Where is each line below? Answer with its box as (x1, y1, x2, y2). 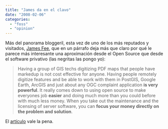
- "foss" (10, 21, 28, 27)
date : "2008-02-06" (5, 12, 46, 17)
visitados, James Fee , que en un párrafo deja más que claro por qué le (5, 45, 152, 51)
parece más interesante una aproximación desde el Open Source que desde (5, 51, 163, 57)
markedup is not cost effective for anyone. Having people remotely (17, 71, 157, 77)
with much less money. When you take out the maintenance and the (17, 98, 159, 104)
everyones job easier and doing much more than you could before (17, 93, 156, 99)
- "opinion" (10, 26, 35, 31)
